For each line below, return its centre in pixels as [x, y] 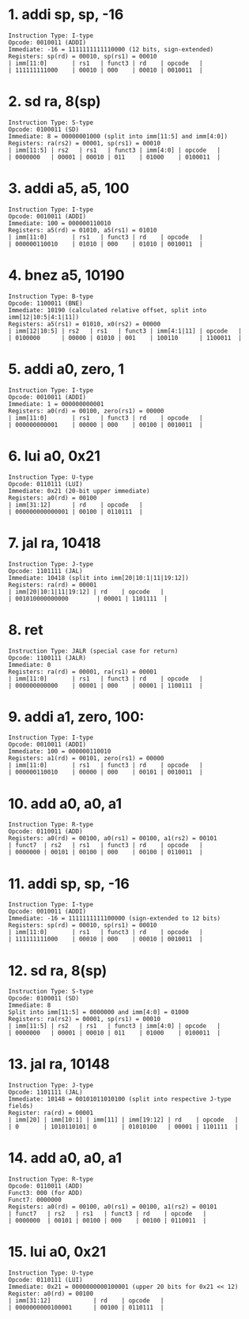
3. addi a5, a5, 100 [69, 188]
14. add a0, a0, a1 [65, 1158]
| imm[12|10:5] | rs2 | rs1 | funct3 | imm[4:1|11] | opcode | [125, 331]
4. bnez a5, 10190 [66, 275]
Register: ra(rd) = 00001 [51, 1113]
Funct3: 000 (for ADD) [45, 1193]
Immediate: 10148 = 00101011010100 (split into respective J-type [120, 1099]
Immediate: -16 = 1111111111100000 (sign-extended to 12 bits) [115, 918]
